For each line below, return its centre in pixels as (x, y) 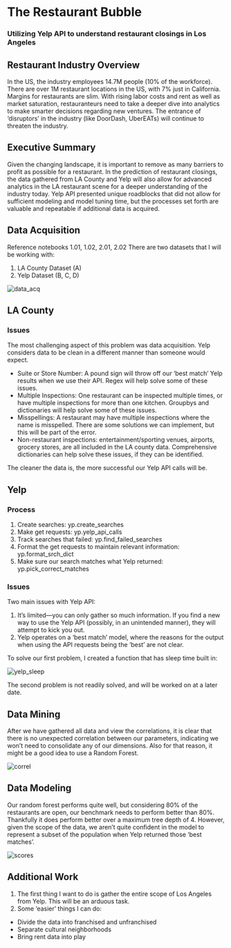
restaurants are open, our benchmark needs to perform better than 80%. (111, 812)
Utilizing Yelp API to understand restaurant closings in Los (107, 34)
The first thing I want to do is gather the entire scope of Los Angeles (114, 894)
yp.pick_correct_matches (53, 569)
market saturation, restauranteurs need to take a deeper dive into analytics (113, 103)
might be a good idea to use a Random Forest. (73, 753)
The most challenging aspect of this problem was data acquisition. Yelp (109, 345)
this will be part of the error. (57, 432)
